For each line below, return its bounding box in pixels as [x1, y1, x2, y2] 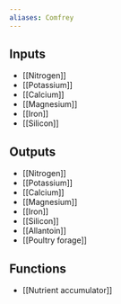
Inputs [9, 47, 47, 62]
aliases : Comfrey [9, 13, 74, 22]
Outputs [9, 144, 56, 159]
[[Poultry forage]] [22, 235, 88, 246]
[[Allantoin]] [22, 226, 67, 237]
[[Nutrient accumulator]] [22, 285, 113, 296]
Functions [9, 261, 67, 276]
